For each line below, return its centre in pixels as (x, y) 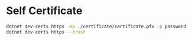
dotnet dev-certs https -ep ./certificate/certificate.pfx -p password (96, 26)
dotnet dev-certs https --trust (46, 32)
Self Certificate (44, 11)
